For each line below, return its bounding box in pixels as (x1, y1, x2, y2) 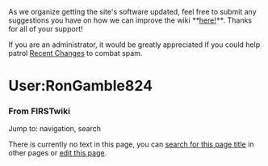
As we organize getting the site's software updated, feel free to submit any (8, 7, 257, 16)
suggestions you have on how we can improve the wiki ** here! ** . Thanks (8, 15, 253, 25)
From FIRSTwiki (8, 105, 71, 117)
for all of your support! (8, 24, 83, 33)
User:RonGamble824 (8, 77, 153, 96)
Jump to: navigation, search (8, 124, 101, 134)
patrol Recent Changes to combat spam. (8, 49, 143, 57)
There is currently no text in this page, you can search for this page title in (8, 139, 254, 149)
